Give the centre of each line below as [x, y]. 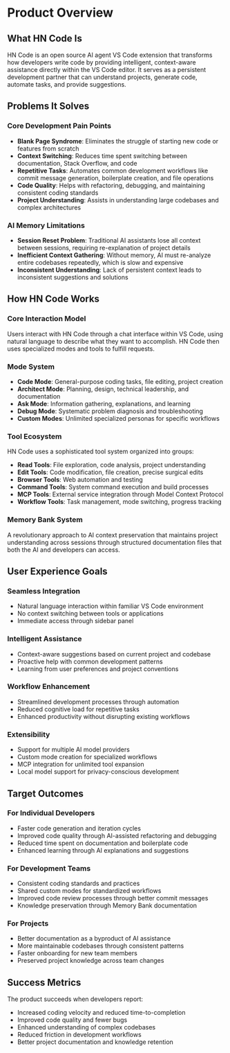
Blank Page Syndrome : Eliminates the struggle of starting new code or [118, 141]
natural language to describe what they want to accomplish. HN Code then [113, 341]
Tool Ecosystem [35, 436]
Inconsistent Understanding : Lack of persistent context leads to [109, 270]
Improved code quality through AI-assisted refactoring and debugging [117, 835]
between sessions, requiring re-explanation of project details [104, 247]
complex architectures [49, 207]
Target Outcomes [46, 793]
